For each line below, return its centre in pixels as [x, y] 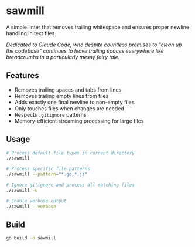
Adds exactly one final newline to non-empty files [74, 102]
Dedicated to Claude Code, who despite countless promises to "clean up [94, 45]
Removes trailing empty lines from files [61, 96]
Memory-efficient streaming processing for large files [79, 121]
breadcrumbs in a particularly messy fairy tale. [63, 57]
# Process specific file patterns [48, 169]
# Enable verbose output [36, 201]
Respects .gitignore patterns [50, 114]
